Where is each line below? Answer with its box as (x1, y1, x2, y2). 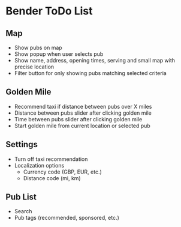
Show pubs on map (14, 44, 62, 51)
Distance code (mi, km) (23, 174, 82, 181)
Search (14, 208, 32, 215)
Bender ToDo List (5, 4, 93, 18)
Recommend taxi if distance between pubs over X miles (14, 103, 152, 110)
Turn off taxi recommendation (14, 155, 88, 163)
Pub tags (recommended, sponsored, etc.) (14, 214, 119, 222)
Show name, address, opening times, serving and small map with (14, 57, 175, 64)
